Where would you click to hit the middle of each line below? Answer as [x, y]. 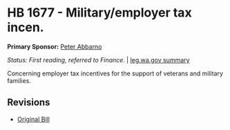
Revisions [29, 103]
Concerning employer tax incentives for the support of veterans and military [115, 73]
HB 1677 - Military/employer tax [99, 13]
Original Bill [33, 119]
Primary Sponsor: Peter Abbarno [55, 46]
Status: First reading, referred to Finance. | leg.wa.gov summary [98, 59]
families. [19, 80]
